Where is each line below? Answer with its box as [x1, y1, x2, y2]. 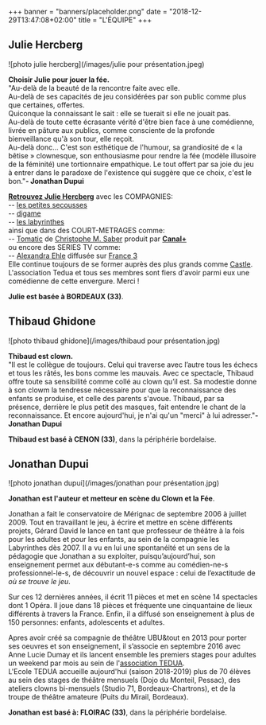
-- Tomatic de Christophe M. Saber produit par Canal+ [8, 234, 187, 244]
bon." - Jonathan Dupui [8, 176, 85, 185]
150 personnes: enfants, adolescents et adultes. [8, 618, 165, 627]
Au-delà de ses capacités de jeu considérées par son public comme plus [8, 92, 247, 101]
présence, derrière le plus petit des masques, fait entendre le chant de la [8, 402, 246, 411]
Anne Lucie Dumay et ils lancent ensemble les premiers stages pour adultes [8, 650, 256, 660]
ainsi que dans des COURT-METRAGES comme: [8, 225, 165, 235]
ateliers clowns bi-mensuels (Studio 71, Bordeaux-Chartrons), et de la [8, 684, 236, 693]
